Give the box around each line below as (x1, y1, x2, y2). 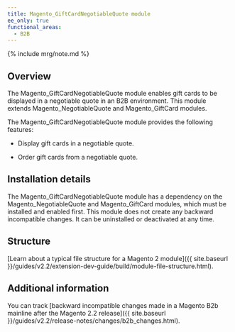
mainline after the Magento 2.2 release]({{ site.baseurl (7, 309, 166, 317)
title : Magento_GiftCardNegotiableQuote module (7, 10, 151, 18)
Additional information (7, 282, 109, 294)
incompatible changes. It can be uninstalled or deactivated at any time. (7, 214, 214, 223)
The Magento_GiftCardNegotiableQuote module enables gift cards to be (7, 89, 218, 98)
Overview (7, 70, 52, 82)
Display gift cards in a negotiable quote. (17, 139, 134, 148)
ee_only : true (7, 17, 50, 24)
